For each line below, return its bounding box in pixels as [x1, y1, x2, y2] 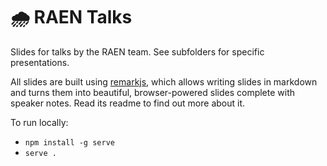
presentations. [10, 56, 70, 68]
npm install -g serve [24, 137, 115, 148]
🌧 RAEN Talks [10, 6, 133, 29]
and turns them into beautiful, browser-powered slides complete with [10, 86, 296, 98]
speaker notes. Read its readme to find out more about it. [10, 97, 246, 109]
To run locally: [10, 116, 69, 128]
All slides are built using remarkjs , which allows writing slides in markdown [10, 75, 318, 88]
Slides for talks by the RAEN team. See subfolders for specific [10, 45, 265, 58]
